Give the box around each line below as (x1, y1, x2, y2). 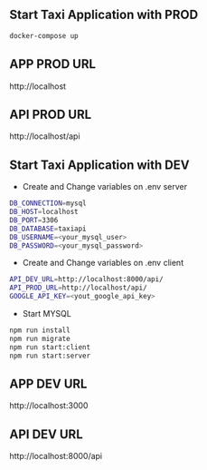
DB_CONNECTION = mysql (9, 199, 88, 208)
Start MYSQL (22, 308, 72, 318)
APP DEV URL (9, 376, 88, 391)
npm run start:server (9, 351, 91, 360)
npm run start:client (9, 342, 91, 352)
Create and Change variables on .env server (22, 181, 188, 192)
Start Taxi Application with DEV (9, 157, 190, 172)
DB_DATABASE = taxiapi (9, 224, 88, 233)
